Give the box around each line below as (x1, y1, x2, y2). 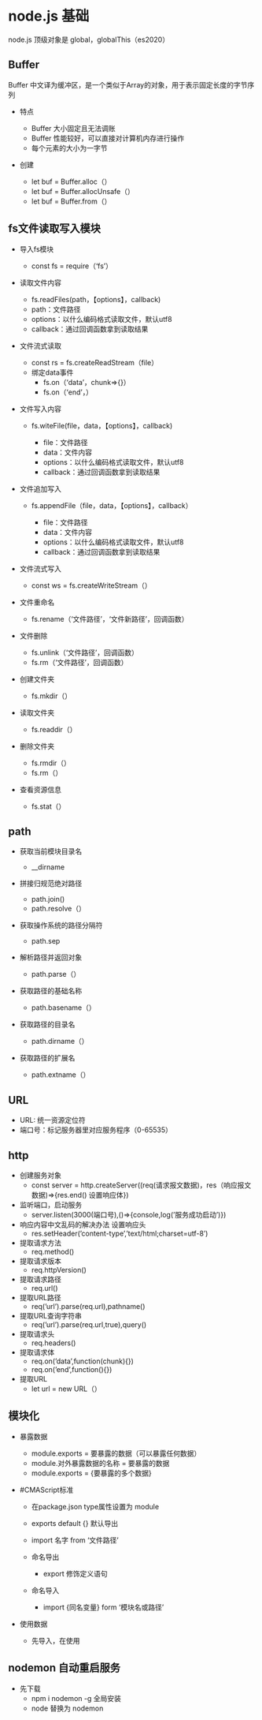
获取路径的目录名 (19, 1019, 76, 1030)
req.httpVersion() (31, 1266, 87, 1274)
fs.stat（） (31, 802, 66, 811)
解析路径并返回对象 (19, 952, 83, 963)
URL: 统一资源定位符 (19, 1116, 87, 1125)
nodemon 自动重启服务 (8, 1662, 120, 1675)
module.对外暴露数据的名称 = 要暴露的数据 (31, 1458, 170, 1468)
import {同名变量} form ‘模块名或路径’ (42, 1602, 164, 1612)
